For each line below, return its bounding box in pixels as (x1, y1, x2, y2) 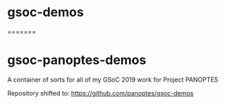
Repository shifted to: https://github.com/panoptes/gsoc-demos (7, 89, 194, 97)
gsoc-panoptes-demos (7, 52, 147, 68)
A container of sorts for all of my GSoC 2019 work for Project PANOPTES (7, 75, 219, 84)
